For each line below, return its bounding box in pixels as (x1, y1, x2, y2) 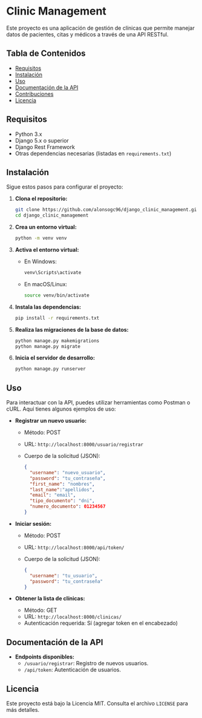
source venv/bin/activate (24, 292, 90, 298)
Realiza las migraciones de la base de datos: (15, 326, 129, 333)
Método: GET (24, 606, 57, 614)
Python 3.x (15, 130, 42, 138)
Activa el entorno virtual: (15, 246, 79, 253)
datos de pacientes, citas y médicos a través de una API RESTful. (6, 30, 169, 38)
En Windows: (24, 258, 57, 265)
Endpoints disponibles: (15, 653, 74, 660)
